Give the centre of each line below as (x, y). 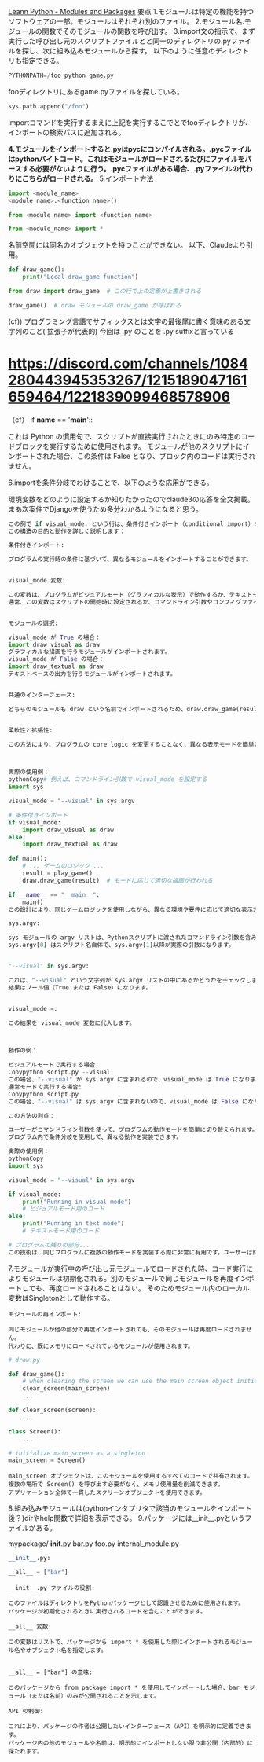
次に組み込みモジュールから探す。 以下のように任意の (129, 51)
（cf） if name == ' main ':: (50, 420)
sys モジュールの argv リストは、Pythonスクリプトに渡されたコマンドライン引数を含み (133, 938)
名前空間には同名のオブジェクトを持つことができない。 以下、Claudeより (127, 245)
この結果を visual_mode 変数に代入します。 (72, 1023)
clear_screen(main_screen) (66, 1389)
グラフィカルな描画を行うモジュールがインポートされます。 (90, 652)
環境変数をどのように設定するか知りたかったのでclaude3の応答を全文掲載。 (131, 499)
